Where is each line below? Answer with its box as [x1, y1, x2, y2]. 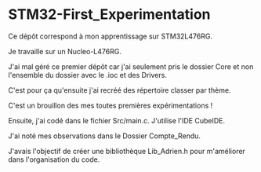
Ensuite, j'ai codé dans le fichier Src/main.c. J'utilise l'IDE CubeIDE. [8, 115, 226, 125]
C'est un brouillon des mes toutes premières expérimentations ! [8, 101, 213, 110]
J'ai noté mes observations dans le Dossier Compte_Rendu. [8, 131, 201, 141]
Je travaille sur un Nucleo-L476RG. [8, 46, 121, 56]
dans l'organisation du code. [8, 155, 100, 164]
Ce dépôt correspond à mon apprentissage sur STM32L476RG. [8, 31, 213, 41]
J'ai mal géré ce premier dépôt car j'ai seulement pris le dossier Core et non [8, 61, 254, 71]
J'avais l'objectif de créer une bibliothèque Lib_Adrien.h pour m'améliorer [8, 146, 245, 156]
